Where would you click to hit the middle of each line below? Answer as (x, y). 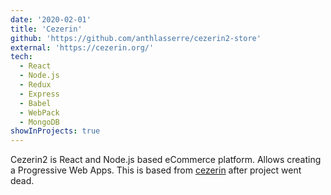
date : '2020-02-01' (51, 19)
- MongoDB (39, 122)
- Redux (35, 85)
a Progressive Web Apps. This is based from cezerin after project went (156, 170)
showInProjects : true (55, 131)
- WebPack (39, 112)
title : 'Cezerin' (46, 29)
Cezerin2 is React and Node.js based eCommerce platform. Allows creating (166, 160)
